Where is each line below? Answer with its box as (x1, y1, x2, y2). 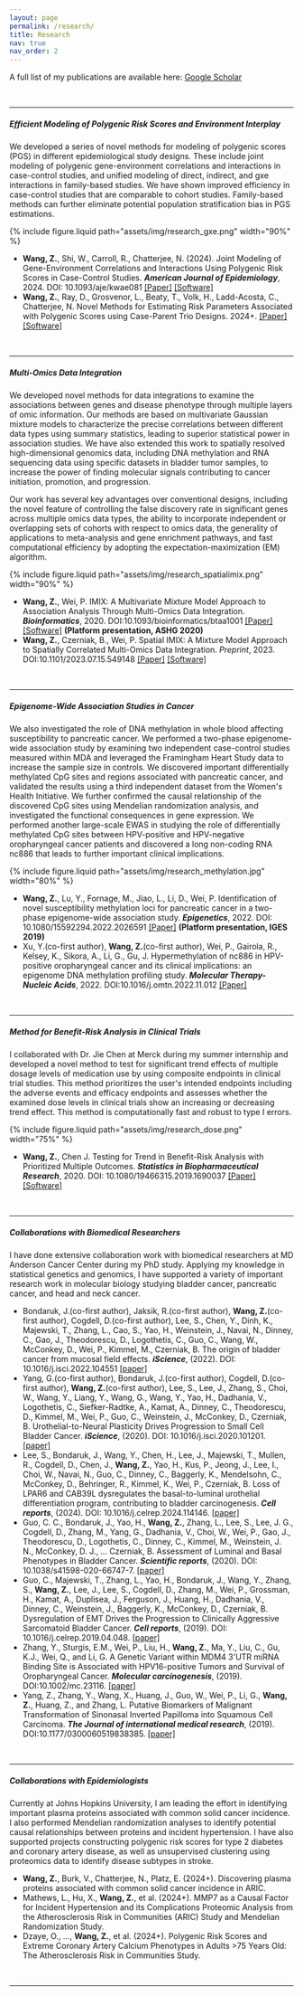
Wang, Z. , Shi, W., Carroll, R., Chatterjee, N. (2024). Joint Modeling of (22, 253, 282, 264)
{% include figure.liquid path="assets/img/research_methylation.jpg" (9, 866, 265, 877)
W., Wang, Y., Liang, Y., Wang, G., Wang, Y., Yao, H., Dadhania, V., (22, 1392, 268, 1403)
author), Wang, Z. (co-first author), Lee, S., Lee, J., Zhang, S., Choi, (39, 1382, 289, 1393)
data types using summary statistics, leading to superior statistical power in (9, 429, 290, 440)
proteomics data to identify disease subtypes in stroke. (9, 1855, 214, 1866)
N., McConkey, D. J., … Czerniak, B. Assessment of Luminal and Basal (22, 1546, 282, 1556)
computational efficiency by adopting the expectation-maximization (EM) (9, 542, 280, 553)
